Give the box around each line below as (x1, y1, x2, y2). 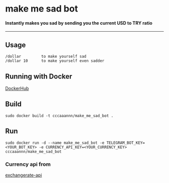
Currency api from (5, 160, 51, 167)
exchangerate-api (5, 172, 42, 178)
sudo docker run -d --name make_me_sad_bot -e (5, 140, 105, 145)
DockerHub (5, 85, 29, 91)
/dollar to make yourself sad (5, 54, 87, 59)
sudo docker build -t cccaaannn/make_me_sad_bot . (5, 113, 114, 118)
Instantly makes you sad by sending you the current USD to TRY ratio (5, 20, 152, 26)
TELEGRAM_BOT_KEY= (106, 140, 145, 145)
